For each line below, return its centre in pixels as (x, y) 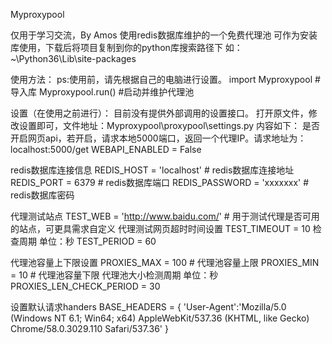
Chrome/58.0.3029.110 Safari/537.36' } (89, 328)
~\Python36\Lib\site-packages (73, 58)
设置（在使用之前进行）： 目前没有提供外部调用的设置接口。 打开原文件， (159, 113)
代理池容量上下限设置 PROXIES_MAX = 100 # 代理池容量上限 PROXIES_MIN (165, 262)
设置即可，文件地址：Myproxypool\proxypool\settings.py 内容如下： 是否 (169, 125)
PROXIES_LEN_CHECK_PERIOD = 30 (85, 286)
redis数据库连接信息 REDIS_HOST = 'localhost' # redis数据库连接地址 (152, 170)
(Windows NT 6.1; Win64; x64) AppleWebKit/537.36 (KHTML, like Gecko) (160, 318)
